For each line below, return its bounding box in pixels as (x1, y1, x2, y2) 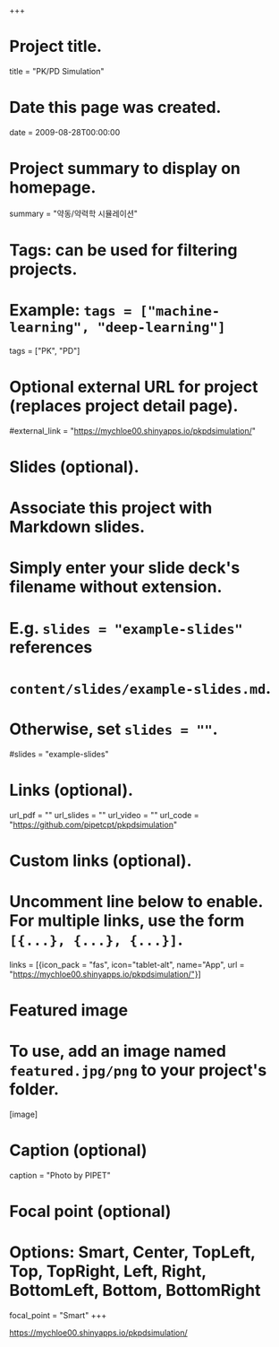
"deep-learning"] (97, 319, 226, 336)
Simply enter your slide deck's (9, 557, 241, 578)
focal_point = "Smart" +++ (9, 1310, 107, 1320)
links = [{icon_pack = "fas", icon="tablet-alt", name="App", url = (9, 959, 245, 970)
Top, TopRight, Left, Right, (9, 1261, 207, 1282)
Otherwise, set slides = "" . (9, 719, 218, 739)
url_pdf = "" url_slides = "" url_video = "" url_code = (9, 809, 199, 820)
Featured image (9, 1000, 128, 1020)
